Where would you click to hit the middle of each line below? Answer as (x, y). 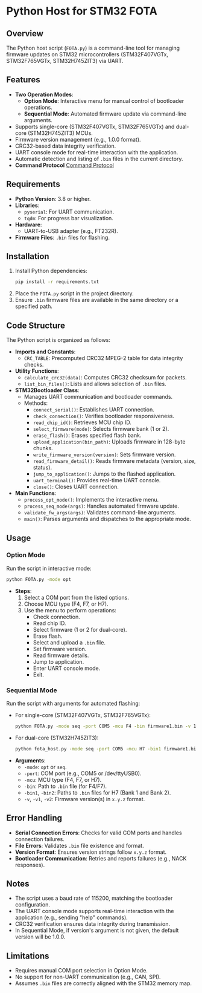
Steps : (23, 591)
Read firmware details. (61, 655)
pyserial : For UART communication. (69, 211)
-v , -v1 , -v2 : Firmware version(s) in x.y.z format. (84, 799)
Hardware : (28, 224)
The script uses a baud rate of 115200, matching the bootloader (94, 898)
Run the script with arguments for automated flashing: (73, 703)
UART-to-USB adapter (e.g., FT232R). (71, 231)
